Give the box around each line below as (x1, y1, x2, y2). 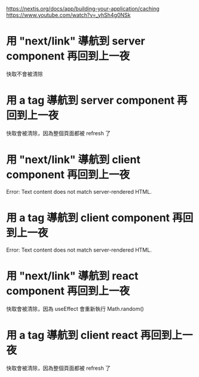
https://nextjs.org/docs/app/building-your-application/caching (6, 5, 160, 12)
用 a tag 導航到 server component (6, 94, 175, 107)
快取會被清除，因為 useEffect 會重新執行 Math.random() (6, 305, 145, 312)
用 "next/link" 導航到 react (6, 269, 139, 283)
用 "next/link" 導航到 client (6, 153, 140, 167)
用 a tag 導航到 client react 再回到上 (6, 328, 183, 342)
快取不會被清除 (6, 70, 43, 77)
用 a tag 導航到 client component (6, 211, 170, 225)
